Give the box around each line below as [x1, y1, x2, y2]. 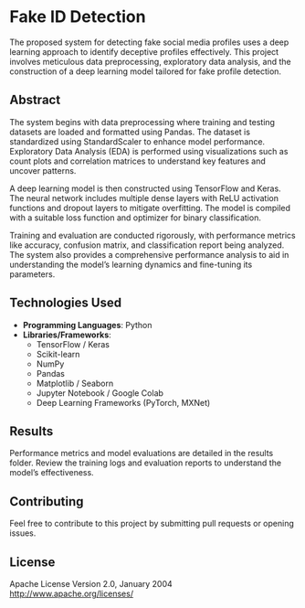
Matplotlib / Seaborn [36, 378, 114, 389]
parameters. [9, 268, 56, 280]
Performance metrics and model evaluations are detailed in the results [9, 448, 274, 459]
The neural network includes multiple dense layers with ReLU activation [9, 192, 279, 203]
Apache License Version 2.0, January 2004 [9, 579, 174, 589]
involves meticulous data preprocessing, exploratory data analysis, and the [9, 56, 291, 67]
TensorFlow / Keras [36, 338, 110, 349]
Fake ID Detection [9, 6, 146, 27]
